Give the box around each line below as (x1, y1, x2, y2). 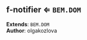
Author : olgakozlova (6, 27, 57, 34)
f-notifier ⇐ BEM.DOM (6, 5, 82, 15)
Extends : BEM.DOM (6, 20, 50, 27)
